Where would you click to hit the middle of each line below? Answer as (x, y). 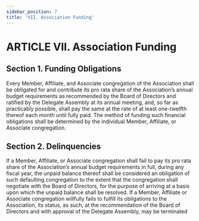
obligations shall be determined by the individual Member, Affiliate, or (91, 121)
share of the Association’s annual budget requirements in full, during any (95, 167)
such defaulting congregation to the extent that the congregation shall (92, 180)
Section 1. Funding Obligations (64, 69)
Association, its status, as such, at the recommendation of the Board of (93, 205)
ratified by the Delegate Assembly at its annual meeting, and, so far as (92, 102)
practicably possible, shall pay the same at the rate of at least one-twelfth (97, 109)
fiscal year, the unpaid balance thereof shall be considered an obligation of (98, 173)
